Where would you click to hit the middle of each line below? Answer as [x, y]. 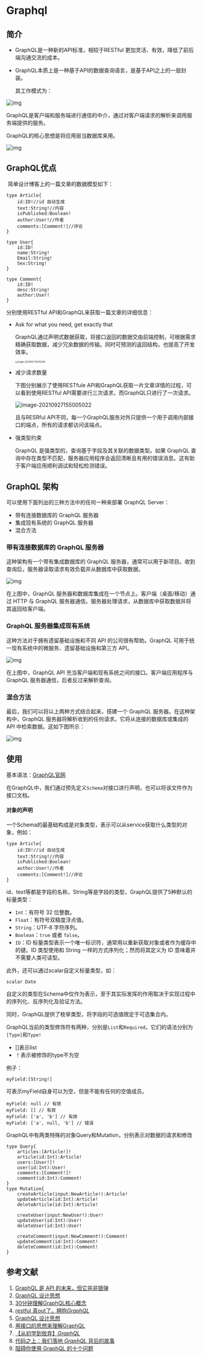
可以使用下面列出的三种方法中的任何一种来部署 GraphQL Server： [88, 503]
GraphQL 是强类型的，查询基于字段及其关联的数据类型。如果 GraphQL [102, 451]
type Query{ [21, 1146]
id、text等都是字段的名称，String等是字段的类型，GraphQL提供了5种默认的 [99, 892]
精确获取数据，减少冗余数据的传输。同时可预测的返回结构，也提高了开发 [105, 344]
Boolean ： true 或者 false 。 [49, 935]
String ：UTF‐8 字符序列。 [48, 927]
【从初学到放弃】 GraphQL [47, 1333]
